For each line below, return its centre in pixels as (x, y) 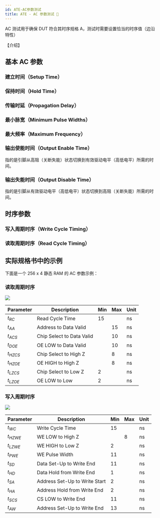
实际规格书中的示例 (34, 261)
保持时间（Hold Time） (32, 91)
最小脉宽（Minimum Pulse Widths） (48, 120)
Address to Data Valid (61, 328)
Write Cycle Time (56, 428)
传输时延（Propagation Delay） (42, 105)
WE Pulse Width (55, 455)
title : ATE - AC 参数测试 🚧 (32, 14)
